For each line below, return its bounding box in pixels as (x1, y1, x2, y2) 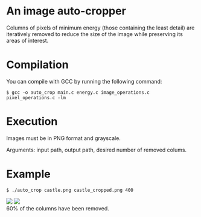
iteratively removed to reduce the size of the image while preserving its (6, 30, 183, 37)
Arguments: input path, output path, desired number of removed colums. (6, 146, 187, 153)
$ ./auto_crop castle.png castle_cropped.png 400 (6, 187, 134, 193)
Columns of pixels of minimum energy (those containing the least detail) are (6, 24, 195, 31)
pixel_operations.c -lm (6, 94, 66, 100)
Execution (6, 115, 58, 129)
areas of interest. (6, 37, 49, 44)
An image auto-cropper (6, 4, 127, 18)
